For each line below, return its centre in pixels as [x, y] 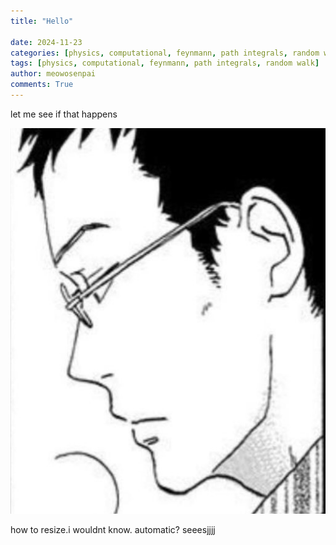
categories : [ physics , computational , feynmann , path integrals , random [165, 53]
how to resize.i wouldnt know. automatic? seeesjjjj [113, 529]
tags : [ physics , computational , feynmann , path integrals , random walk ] [165, 63]
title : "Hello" [42, 21]
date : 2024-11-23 [46, 42]
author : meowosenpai [53, 74]
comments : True [42, 85]
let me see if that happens [64, 114]
